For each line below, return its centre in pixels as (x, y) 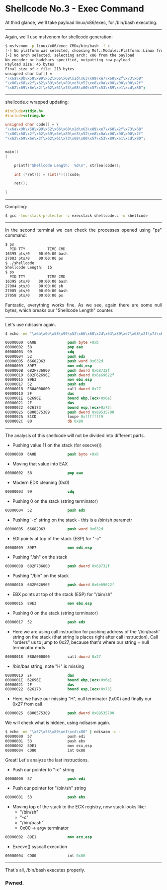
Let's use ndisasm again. (31, 324)
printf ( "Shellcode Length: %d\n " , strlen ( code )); (68, 165)
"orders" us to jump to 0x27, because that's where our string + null (81, 642)
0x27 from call (27, 704)
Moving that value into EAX (40, 464)
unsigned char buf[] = (29, 74)
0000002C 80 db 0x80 (44, 422)
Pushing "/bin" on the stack (41, 576)
